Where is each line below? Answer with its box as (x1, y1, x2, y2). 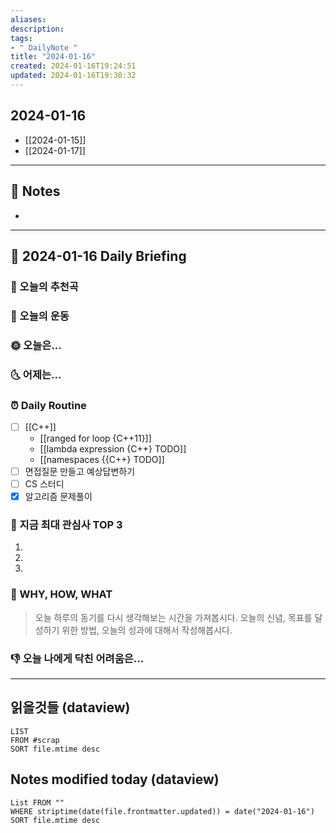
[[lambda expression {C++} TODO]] (39, 442, 187, 455)
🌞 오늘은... (10, 338, 62, 352)
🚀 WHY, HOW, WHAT (10, 587, 113, 601)
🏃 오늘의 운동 (10, 309, 70, 323)
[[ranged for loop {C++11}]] (39, 432, 152, 444)
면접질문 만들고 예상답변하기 (24, 465, 136, 477)
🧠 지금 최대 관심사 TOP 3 (10, 518, 123, 532)
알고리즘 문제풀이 (24, 491, 93, 503)
